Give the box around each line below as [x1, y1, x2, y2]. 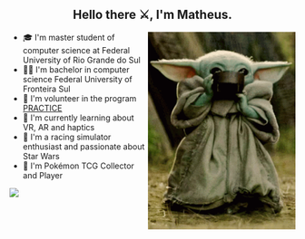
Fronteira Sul [22, 83, 71, 94]
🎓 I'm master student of [22, 32, 115, 43]
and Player [22, 169, 64, 180]
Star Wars [22, 150, 61, 161]
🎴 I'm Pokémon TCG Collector [22, 160, 134, 171]
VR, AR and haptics [22, 121, 95, 132]
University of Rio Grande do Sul [22, 54, 141, 65]
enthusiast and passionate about [22, 140, 145, 152]
